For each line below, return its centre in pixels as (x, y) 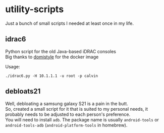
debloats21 (23, 91)
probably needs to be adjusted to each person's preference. (68, 114)
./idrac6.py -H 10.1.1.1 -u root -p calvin (52, 76)
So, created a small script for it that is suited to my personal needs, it (76, 109)
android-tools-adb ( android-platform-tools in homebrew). (66, 125)
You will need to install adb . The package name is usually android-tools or (82, 119)
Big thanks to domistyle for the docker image (52, 57)
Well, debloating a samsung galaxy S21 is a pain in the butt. (67, 103)
